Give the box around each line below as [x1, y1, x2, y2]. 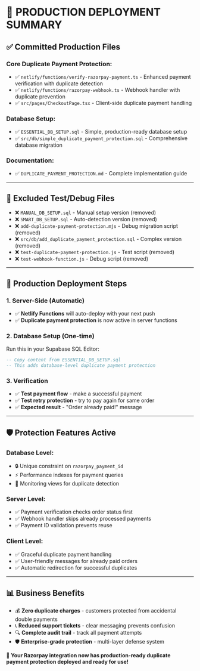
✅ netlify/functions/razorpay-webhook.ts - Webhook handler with [14, 86, 180, 93]
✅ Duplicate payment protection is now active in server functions [14, 316, 177, 324]
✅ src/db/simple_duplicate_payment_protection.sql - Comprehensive [14, 135, 188, 142]
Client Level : [6, 537, 43, 545]
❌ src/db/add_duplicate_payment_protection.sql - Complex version [14, 236, 182, 243]
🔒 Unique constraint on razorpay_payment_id [14, 462, 124, 469]
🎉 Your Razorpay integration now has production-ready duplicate [6, 652, 171, 659]
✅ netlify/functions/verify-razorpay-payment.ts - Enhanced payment [14, 73, 192, 80]
